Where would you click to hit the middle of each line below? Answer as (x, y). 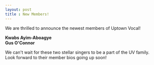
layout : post (18, 10)
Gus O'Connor (20, 43)
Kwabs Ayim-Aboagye (28, 38)
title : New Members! (27, 14)
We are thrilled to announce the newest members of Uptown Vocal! (73, 28)
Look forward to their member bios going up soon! (56, 57)
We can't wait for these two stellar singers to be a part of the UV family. (77, 52)
